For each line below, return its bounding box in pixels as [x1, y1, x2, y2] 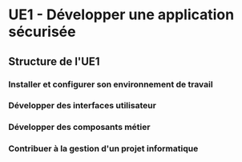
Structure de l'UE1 [8, 55, 100, 68]
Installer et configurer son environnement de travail [8, 79, 214, 90]
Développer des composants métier [8, 122, 151, 133]
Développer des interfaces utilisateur [8, 100, 156, 111]
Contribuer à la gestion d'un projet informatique [8, 143, 199, 154]
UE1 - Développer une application [8, 6, 235, 24]
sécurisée [8, 22, 76, 41]
